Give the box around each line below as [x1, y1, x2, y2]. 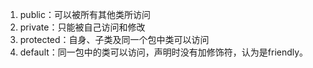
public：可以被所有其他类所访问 [19, 9, 151, 20]
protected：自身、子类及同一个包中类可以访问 [19, 34, 210, 45]
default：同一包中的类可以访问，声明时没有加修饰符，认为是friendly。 [19, 46, 309, 58]
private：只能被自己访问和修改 [19, 21, 146, 33]
